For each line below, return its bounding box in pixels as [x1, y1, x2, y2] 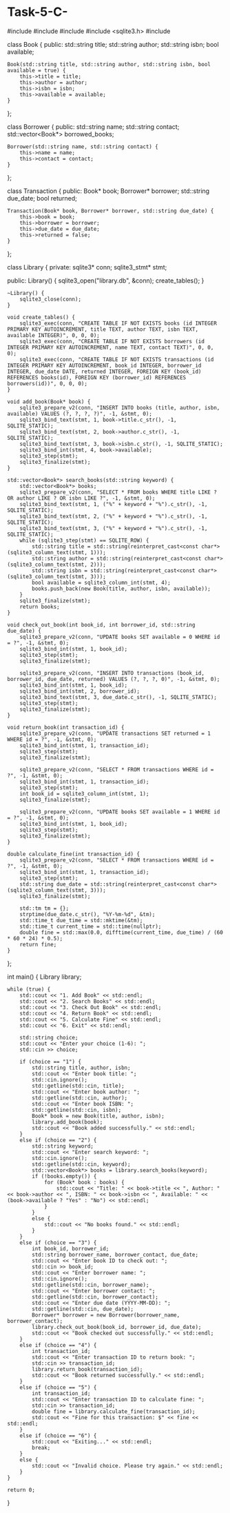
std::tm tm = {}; [19, 904, 70, 912]
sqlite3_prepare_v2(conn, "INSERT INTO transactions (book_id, [19, 669, 205, 676]
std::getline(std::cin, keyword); [32, 1161, 131, 1168]
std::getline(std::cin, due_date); [32, 1306, 134, 1312]
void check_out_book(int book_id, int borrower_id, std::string [7, 621, 196, 628]
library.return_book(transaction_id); [32, 1365, 143, 1372]
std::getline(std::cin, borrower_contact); [32, 1293, 158, 1300]
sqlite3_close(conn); [19, 296, 81, 303]
